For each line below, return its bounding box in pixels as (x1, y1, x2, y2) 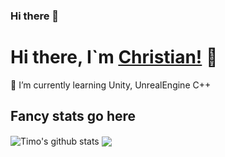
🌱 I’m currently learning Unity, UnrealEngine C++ (10, 79, 212, 91)
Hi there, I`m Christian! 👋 (10, 46, 218, 69)
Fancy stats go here (10, 108, 137, 125)
